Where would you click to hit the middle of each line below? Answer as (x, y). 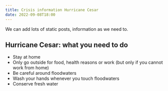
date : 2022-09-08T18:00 (30, 15)
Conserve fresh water (35, 84)
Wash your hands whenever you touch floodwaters (66, 78)
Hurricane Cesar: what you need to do (67, 45)
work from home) (31, 68)
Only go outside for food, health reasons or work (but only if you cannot (88, 62)
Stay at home (26, 57)
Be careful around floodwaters (44, 73)
